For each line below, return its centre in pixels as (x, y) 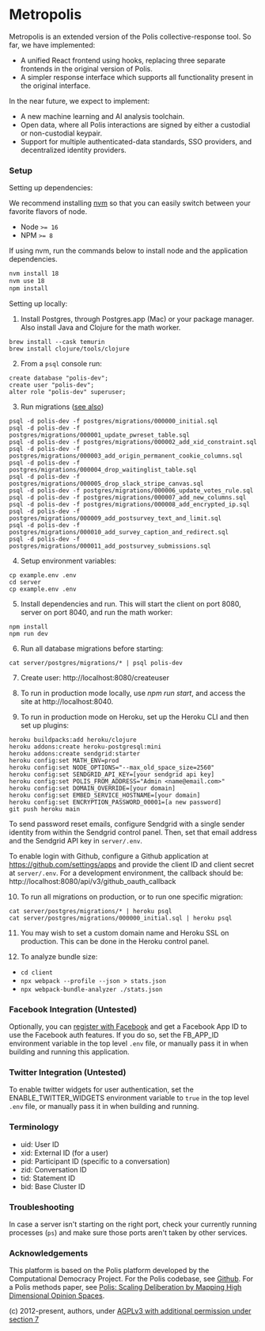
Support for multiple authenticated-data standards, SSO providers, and (136, 141)
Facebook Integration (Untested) (73, 1009)
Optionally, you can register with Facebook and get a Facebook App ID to (128, 1027)
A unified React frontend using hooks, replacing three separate (123, 60)
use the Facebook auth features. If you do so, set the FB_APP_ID (114, 1035)
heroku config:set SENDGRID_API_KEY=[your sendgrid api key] (112, 775)
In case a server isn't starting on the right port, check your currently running (133, 1224)
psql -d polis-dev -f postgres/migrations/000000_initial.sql (114, 421)
